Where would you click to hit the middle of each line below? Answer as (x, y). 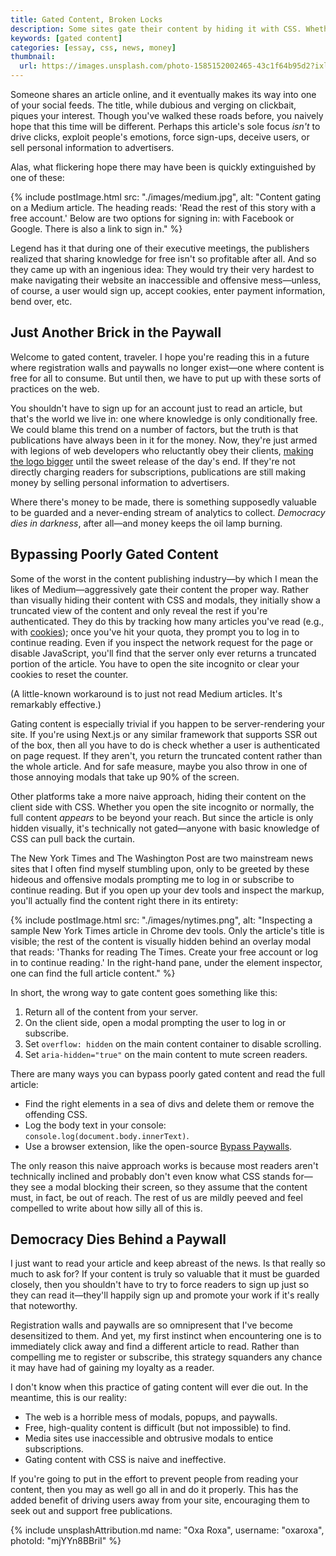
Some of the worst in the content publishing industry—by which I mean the (164, 578)
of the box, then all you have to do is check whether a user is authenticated (165, 745)
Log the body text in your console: (95, 1125)
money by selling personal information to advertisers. (120, 482)
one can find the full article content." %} (93, 973)
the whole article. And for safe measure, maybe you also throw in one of (159, 766)
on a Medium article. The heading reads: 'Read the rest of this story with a (163, 207)
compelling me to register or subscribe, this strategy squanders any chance (166, 1357)
